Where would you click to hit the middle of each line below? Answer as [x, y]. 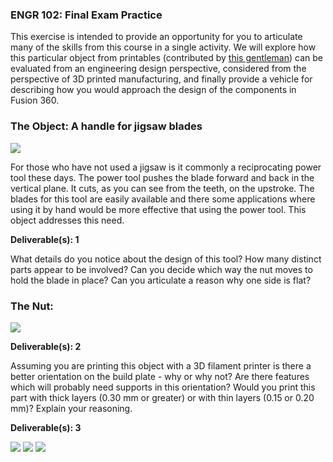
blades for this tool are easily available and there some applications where [163, 199]
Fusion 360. [35, 100]
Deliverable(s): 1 [45, 239]
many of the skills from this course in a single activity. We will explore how [163, 47]
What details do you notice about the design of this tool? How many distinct [166, 259]
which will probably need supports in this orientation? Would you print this [163, 387]
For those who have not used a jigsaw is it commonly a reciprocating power [166, 167]
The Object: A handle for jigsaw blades [106, 126]
